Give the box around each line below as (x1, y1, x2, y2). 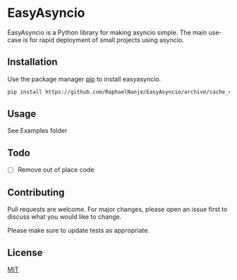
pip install (7, 88, 42, 96)
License (7, 246, 43, 258)
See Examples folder (7, 127, 68, 135)
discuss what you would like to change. (7, 212, 122, 221)
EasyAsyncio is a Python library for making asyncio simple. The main (7, 28, 207, 37)
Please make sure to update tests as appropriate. (7, 227, 150, 235)
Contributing (7, 186, 65, 198)
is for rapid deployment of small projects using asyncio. (23, 35, 185, 44)
